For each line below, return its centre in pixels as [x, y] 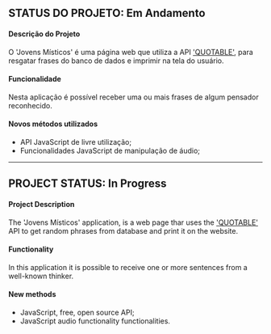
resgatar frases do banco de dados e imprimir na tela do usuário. [116, 61]
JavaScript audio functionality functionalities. [95, 321]
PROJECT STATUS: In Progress [88, 184]
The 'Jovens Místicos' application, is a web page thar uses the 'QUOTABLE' [133, 222]
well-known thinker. [41, 276]
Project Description [42, 204]
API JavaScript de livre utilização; [75, 142]
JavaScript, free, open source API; [77, 312]
